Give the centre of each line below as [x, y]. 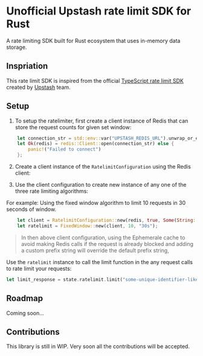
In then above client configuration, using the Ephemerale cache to [103, 238]
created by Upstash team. [38, 87]
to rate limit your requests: [39, 268]
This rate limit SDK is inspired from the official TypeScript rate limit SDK [95, 80]
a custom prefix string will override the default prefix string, [95, 250]
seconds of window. [31, 209]
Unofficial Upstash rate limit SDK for [99, 11]
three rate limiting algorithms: [52, 191]
